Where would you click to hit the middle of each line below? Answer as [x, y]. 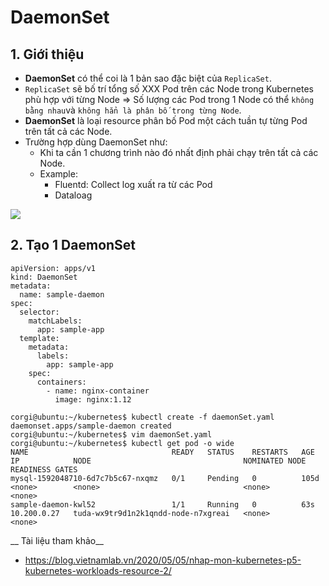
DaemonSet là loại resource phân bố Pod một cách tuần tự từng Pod [166, 120]
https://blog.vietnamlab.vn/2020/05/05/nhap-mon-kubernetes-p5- [163, 560]
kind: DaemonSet [44, 277]
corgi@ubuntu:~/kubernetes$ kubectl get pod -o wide [122, 443]
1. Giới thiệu [47, 54]
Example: [58, 174]
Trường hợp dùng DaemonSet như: [96, 142]
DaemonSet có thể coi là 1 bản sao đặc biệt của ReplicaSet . [148, 78]
